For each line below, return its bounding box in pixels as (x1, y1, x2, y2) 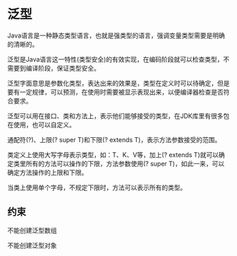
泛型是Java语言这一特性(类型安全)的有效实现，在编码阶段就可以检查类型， (7, 54, 224, 64)
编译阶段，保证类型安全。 (25, 64, 100, 72)
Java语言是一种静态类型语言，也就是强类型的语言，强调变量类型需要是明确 (7, 31, 226, 40)
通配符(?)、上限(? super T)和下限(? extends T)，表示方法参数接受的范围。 (7, 135, 221, 144)
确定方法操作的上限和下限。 (7, 168, 88, 177)
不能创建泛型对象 (7, 241, 57, 250)
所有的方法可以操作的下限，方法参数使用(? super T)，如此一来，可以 (25, 159, 224, 168)
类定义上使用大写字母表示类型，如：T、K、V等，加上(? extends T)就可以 (7, 150, 219, 159)
